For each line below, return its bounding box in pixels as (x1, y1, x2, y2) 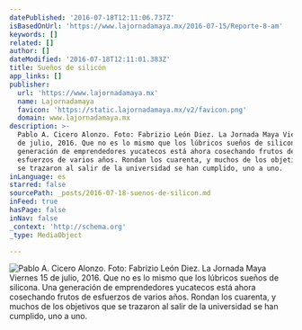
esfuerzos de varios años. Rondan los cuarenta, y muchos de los (17, 155, 268, 165)
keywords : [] (9, 30, 58, 39)
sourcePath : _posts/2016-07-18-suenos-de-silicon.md (9, 189, 211, 198)
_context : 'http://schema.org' (9, 222, 127, 231)
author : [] (9, 47, 50, 56)
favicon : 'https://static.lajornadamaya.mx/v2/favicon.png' (17, 105, 247, 114)
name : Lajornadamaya (17, 96, 94, 106)
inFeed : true (9, 197, 58, 207)
